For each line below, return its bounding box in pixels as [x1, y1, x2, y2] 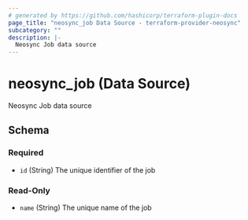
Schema [8, 124, 50, 137]
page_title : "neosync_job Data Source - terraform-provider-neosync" [8, 19, 242, 27]
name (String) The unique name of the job [19, 203, 152, 213]
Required [8, 147, 44, 158]
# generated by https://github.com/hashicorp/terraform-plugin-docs [8, 11, 238, 20]
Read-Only [8, 185, 51, 196]
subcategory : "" [8, 26, 61, 34]
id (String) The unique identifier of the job [19, 165, 156, 174]
